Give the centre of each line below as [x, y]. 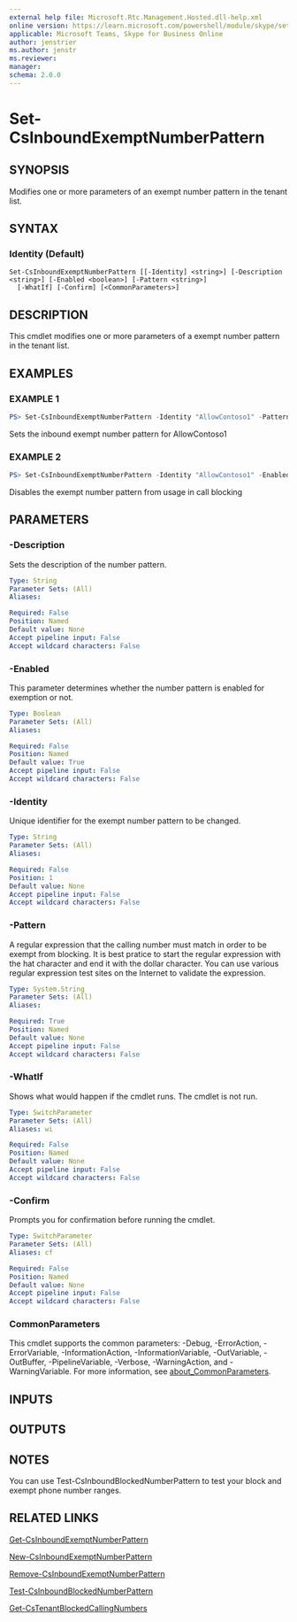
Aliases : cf [31, 1252]
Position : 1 [31, 877]
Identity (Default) [47, 254]
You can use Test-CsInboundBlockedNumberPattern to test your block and [145, 1481]
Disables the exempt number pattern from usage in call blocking [126, 491]
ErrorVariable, [34, 1353]
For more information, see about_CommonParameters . [172, 1371]
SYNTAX [34, 229]
